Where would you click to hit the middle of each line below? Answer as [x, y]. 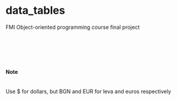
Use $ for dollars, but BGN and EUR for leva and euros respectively [88, 91]
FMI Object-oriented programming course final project [73, 27]
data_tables [35, 11]
